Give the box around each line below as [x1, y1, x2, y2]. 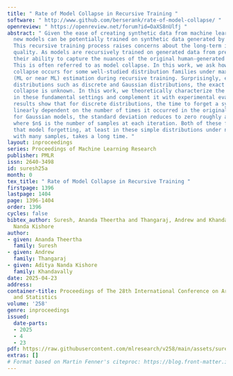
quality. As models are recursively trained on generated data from [13, 49, 216, 56]
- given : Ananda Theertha [7, 236, 82, 243]
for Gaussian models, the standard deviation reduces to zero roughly [13, 113, 222, 120]
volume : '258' [7, 300, 49, 307]
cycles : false [7, 210, 49, 217]
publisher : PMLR [7, 152, 54, 160]
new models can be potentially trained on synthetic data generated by [13, 36, 225, 43]
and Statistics [13, 294, 58, 301]
